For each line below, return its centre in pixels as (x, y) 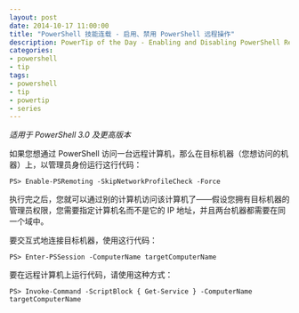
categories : (31, 51)
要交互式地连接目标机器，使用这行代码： (83, 240)
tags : (19, 76)
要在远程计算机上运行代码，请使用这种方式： (91, 275)
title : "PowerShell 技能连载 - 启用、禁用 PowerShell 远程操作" (122, 34)
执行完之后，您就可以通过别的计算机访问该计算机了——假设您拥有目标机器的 (149, 199)
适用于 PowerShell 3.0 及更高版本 (70, 135)
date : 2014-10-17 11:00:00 (59, 26)
